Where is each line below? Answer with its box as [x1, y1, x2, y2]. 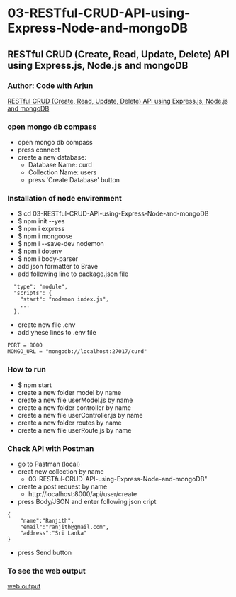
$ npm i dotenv [17, 247, 62, 256]
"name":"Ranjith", [20, 518, 74, 525]
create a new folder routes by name [17, 418, 122, 427]
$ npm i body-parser [17, 255, 79, 263]
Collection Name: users [28, 168, 97, 177]
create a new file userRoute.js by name [17, 425, 132, 434]
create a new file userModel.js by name [17, 396, 133, 404]
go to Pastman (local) [17, 459, 80, 469]
